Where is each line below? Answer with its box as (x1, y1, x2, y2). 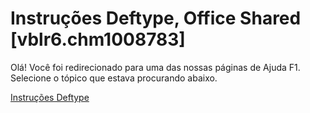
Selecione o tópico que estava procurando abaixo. (10, 72, 218, 84)
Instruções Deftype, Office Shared (10, 7, 302, 30)
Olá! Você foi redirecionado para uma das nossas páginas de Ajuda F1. (10, 61, 301, 73)
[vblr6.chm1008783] (10, 28, 186, 51)
